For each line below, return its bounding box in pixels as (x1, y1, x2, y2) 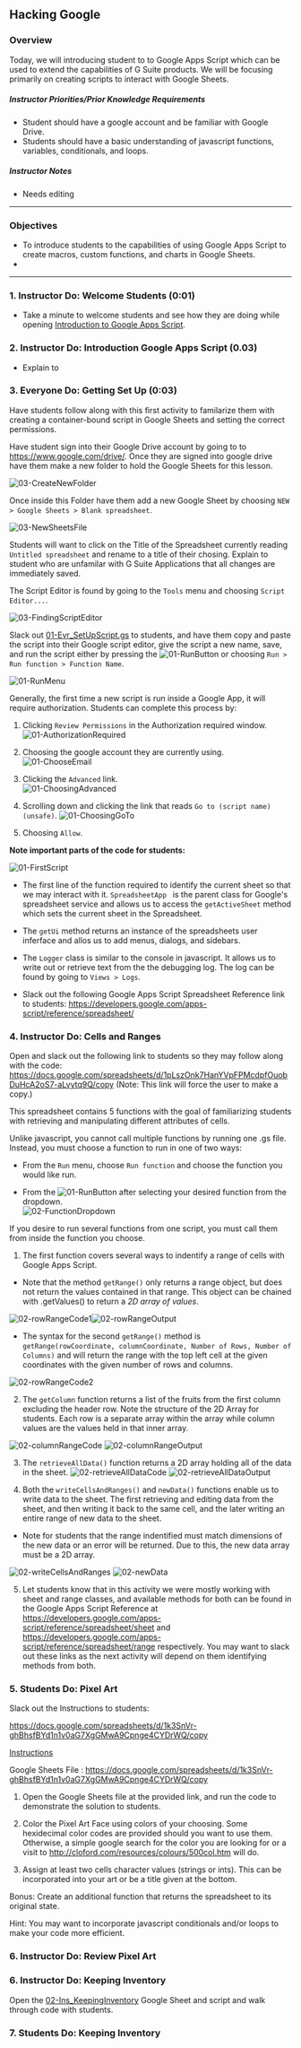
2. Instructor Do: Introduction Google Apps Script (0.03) (9, 342, 258, 354)
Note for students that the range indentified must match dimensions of (21, 1531, 283, 1541)
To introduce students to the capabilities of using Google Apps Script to (21, 239, 287, 250)
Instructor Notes (9, 166, 73, 177)
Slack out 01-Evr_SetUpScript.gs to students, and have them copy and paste (9, 629, 291, 640)
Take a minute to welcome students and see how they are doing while (21, 309, 280, 321)
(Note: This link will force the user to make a (116, 1080, 279, 1090)
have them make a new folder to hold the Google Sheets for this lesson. (9, 460, 273, 471)
